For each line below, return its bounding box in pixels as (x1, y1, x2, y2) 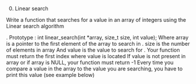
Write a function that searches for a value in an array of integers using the (6, 16, 187, 23)
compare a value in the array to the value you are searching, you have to (6, 65, 183, 72)
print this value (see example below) (6, 72, 95, 78)
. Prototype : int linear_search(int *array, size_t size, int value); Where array (6, 34, 189, 41)
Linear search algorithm (6, 23, 64, 29)
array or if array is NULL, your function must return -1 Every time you (6, 59, 173, 66)
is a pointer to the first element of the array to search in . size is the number (6, 41, 190, 47)
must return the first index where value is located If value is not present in (6, 53, 186, 59)
